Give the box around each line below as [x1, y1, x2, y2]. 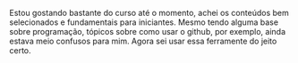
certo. [9, 45, 31, 56]
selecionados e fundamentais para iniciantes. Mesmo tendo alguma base [9, 17, 279, 28]
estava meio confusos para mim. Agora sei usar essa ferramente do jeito [9, 35, 277, 46]
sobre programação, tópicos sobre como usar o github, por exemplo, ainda [9, 27, 286, 36]
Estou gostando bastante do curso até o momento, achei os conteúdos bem [9, 8, 289, 18]
